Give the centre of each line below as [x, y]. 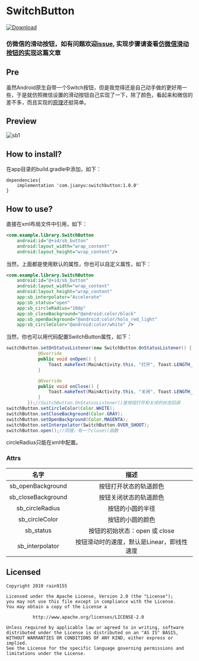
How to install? [34, 154]
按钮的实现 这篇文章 [33, 53]
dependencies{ [24, 180]
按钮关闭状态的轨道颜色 [131, 497]
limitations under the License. [46, 653]
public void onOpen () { [67, 359]
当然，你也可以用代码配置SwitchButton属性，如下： [69, 337]
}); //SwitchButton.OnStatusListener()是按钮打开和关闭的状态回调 [104, 403]
